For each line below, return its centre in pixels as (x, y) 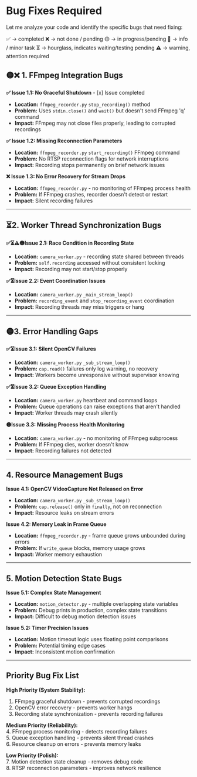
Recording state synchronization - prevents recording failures (89, 713)
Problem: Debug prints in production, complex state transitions (91, 610)
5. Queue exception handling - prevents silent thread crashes (80, 738)
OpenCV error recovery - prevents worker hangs (73, 708)
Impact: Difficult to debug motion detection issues (75, 616)
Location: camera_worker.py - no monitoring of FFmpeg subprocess (96, 438)
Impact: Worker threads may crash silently (66, 413)
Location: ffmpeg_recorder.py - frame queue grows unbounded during (100, 536)
